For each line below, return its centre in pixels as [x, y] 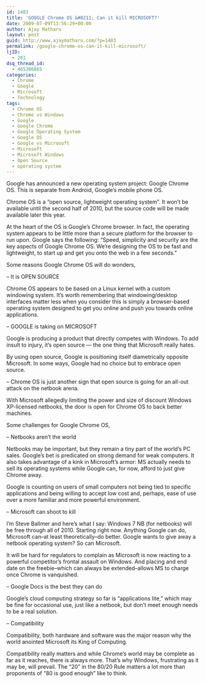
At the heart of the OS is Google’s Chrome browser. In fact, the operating [98, 227]
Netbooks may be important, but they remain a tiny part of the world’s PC [99, 449]
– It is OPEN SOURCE [33, 277]
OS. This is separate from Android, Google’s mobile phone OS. [85, 190]
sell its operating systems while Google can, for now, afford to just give [95, 469]
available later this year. [36, 215]
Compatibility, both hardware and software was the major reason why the [99, 635]
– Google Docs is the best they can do [54, 587]
